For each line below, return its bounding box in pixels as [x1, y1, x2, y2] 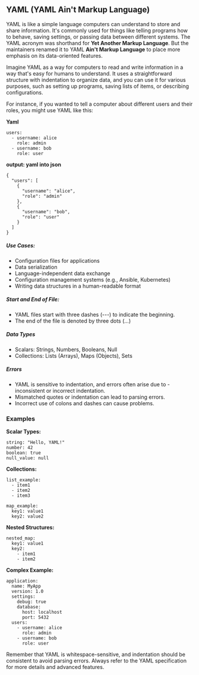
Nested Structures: [6, 523, 55, 531]
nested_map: [6, 535, 36, 541]
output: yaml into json [6, 160, 61, 168]
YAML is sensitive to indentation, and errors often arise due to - [14, 380, 170, 388]
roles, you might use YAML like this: [6, 106, 93, 113]
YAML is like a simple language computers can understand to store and [6, 20, 181, 27]
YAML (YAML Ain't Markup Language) [6, 5, 150, 15]
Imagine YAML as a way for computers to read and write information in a [6, 64, 184, 71]
